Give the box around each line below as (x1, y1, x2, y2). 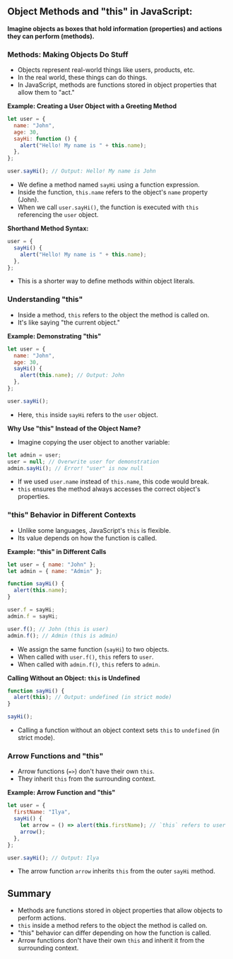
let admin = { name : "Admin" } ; (7, 567, 102, 575)
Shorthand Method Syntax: (7, 224, 89, 233)
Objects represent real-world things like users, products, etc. (17, 66, 196, 74)
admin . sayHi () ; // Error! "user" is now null (7, 464, 143, 472)
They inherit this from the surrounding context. (17, 775, 156, 783)
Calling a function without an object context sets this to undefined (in (17, 726, 220, 734)
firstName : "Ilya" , (13, 808, 71, 816)
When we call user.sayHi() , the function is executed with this (17, 203, 199, 211)
